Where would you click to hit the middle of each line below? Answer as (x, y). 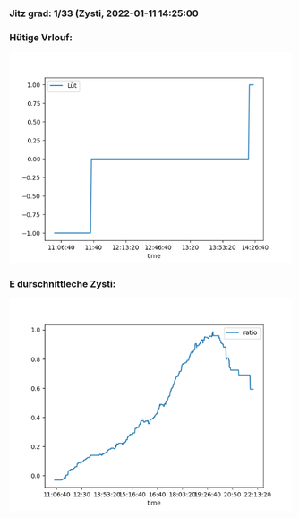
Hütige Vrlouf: (41, 37)
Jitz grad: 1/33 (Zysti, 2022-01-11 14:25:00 (104, 13)
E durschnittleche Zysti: (63, 284)
